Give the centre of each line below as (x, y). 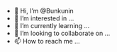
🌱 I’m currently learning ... (52, 26)
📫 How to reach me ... (47, 41)
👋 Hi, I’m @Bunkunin (44, 11)
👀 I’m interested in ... (44, 18)
